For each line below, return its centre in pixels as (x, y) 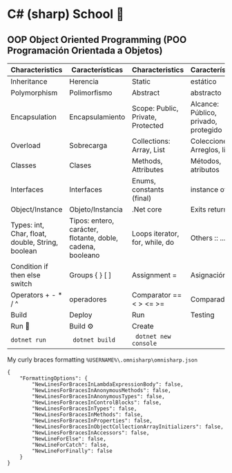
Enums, (144, 181)
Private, (144, 117)
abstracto (206, 93)
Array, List (149, 150)
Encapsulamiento (97, 117)
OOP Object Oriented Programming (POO (97, 40)
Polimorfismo (90, 93)
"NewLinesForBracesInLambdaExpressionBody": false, (108, 384)
